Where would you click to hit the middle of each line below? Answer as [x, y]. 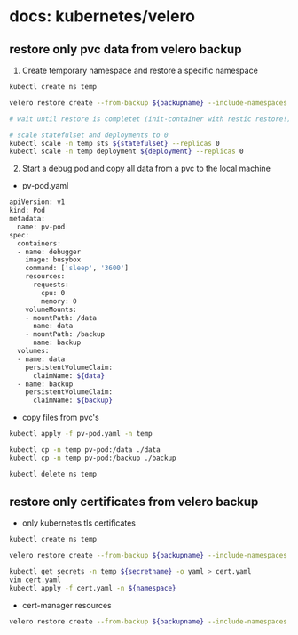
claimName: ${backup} [73, 401]
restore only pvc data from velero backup [125, 49]
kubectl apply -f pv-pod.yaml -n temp [81, 434]
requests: [51, 285]
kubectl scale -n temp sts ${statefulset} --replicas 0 [114, 143]
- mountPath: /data [61, 317]
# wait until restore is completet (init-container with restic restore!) [150, 119]
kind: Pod [27, 211]
